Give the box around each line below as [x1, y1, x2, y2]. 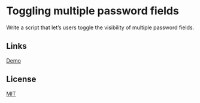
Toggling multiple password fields [6, 4, 180, 18]
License [6, 74, 37, 85]
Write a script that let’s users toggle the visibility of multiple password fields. [6, 24, 195, 31]
